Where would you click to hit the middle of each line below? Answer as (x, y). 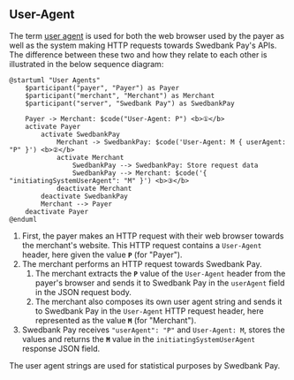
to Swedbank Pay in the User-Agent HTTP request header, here (149, 311)
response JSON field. (61, 348)
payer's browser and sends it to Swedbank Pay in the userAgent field (160, 283)
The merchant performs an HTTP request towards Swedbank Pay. (142, 263)
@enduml (23, 219)
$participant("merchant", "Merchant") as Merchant (120, 95)
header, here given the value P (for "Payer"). (102, 255)
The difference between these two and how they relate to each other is (138, 54)
